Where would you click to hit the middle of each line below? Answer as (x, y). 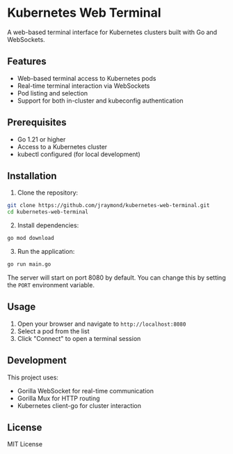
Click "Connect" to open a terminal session (79, 338)
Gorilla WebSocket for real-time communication (86, 391)
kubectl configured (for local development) (79, 154)
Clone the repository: (48, 192)
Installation (32, 176)
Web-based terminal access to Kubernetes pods (87, 78)
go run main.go (29, 264)
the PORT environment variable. (51, 285)
